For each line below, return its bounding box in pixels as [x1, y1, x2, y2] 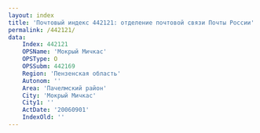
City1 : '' [22, 99, 55, 106]
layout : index [8, 11, 55, 20]
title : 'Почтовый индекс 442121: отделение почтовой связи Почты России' [8, 19, 255, 27]
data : [8, 33, 26, 41]
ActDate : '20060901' [22, 106, 90, 114]
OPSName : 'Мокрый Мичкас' [22, 48, 108, 56]
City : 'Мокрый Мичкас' [22, 92, 97, 99]
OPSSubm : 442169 [22, 63, 76, 70]
